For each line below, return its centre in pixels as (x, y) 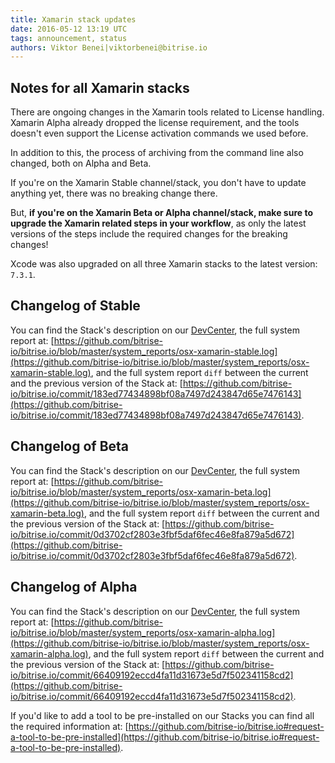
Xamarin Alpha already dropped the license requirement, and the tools (155, 123)
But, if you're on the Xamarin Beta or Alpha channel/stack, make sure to (161, 213)
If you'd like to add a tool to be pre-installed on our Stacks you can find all (162, 715)
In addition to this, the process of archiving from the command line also (157, 153)
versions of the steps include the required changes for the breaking (149, 234)
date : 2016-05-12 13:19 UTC (69, 29)
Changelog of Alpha (74, 587)
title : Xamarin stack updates (73, 19)
